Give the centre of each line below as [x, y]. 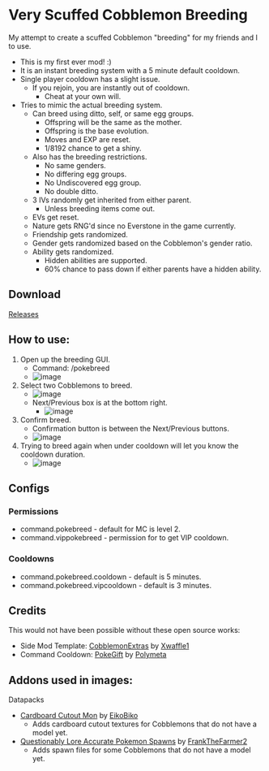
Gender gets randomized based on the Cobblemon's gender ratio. [142, 243]
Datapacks [26, 700]
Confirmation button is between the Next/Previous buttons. [130, 428]
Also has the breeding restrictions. [90, 157]
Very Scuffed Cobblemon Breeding [128, 15]
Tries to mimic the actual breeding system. [91, 105]
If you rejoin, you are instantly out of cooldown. [111, 88]
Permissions [34, 511]
